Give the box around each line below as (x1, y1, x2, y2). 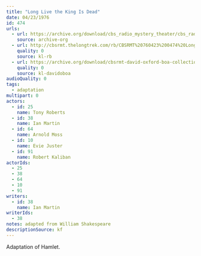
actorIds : (6, 160, 31, 166)
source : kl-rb (17, 53, 52, 59)
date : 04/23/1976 (6, 14, 50, 20)
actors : (6, 98, 26, 104)
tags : (6, 82, 20, 88)
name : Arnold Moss (17, 132, 63, 138)
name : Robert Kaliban (17, 154, 71, 160)
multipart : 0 (6, 93, 39, 99)
